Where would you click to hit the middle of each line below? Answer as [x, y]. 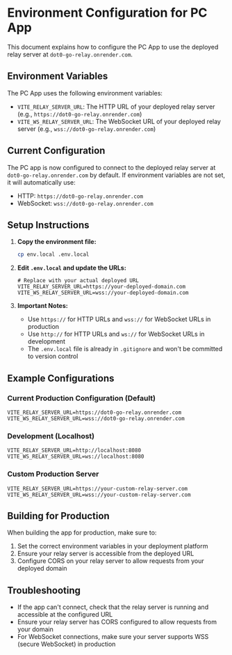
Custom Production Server [53, 474]
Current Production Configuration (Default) [82, 398]
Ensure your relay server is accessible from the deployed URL [106, 554]
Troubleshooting [44, 590]
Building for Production [58, 516]
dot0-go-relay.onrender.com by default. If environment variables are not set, [116, 175]
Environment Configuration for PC [107, 13]
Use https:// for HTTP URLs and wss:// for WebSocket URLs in [119, 319]
